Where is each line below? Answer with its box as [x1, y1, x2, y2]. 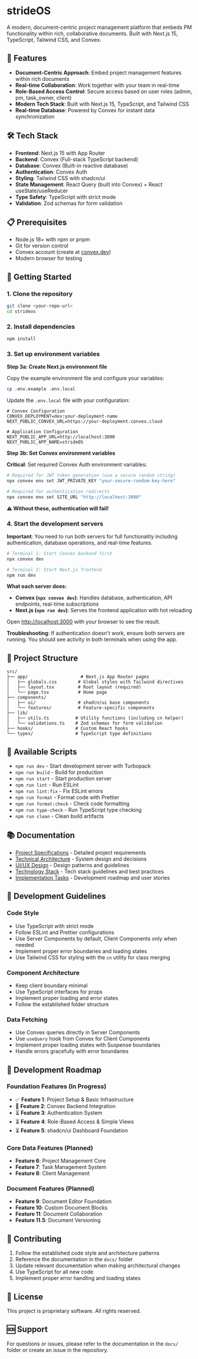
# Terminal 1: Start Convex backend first [6, 550, 113, 556]
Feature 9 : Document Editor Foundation [15, 1198, 112, 1205]
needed [15, 941, 34, 948]
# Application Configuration [6, 429, 78, 435]
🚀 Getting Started [6, 272, 72, 282]
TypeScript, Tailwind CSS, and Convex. [6, 36, 102, 43]
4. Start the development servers [6, 520, 104, 528]
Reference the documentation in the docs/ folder [15, 1256, 133, 1263]
